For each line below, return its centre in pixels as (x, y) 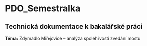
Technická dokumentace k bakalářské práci (74, 27)
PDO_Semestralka (43, 9)
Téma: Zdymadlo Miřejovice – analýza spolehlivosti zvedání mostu (73, 38)
